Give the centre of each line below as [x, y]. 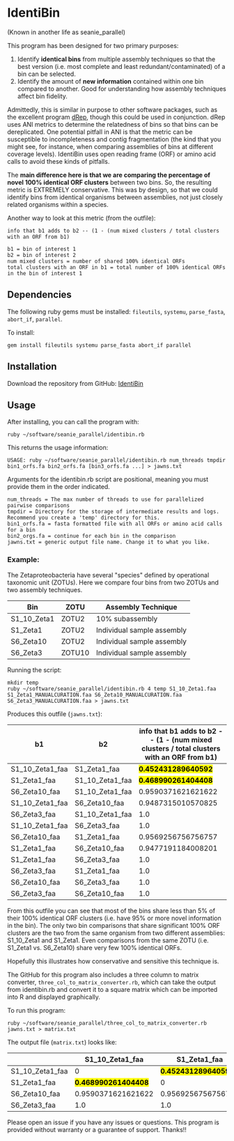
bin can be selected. [47, 74]
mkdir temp [23, 683]
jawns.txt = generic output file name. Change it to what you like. [109, 542]
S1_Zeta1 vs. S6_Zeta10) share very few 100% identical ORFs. [95, 947]
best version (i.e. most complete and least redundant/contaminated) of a [121, 66]
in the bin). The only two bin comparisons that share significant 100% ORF [114, 925]
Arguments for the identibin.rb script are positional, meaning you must [108, 479]
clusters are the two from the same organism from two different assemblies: [116, 933]
